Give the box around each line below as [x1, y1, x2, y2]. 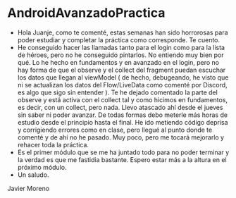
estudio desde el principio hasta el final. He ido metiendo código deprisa [17, 118, 228, 126]
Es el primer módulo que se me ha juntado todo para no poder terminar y [17, 148, 230, 156]
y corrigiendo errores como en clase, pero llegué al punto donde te [17, 125, 213, 134]
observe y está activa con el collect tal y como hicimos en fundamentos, [17, 95, 228, 104]
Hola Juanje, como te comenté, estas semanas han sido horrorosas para [17, 28, 228, 37]
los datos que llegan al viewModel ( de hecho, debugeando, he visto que [17, 73, 229, 82]
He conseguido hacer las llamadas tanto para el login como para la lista [17, 43, 225, 51]
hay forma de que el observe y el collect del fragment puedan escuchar [17, 66, 226, 74]
